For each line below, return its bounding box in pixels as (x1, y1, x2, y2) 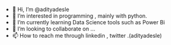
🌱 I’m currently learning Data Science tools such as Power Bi (12, 19, 165, 26)
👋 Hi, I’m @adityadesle (12, 6, 69, 13)
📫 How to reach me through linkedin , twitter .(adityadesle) (12, 32, 162, 39)
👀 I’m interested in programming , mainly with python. (12, 12, 147, 19)
